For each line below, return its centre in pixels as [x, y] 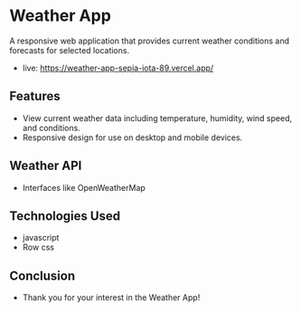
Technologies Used [65, 216]
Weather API [46, 166]
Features [35, 96]
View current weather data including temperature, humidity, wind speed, [157, 118]
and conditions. [52, 128]
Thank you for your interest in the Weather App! [111, 298]
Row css [38, 247]
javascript [41, 238]
